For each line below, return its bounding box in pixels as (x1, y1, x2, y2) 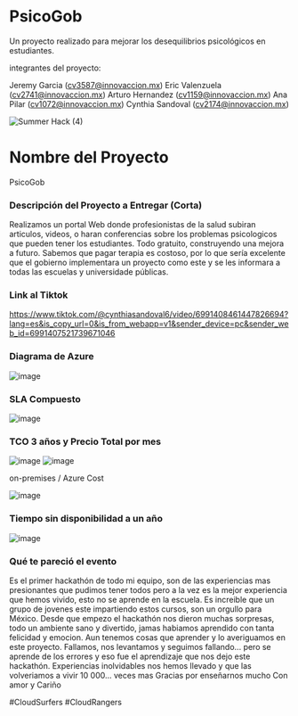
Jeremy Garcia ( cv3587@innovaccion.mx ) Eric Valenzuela (9, 79, 222, 90)
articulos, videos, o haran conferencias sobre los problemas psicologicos (9, 229, 278, 240)
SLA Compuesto (9, 392, 82, 405)
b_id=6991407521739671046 (9, 328, 116, 339)
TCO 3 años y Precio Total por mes (9, 435, 162, 448)
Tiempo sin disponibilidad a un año (9, 513, 163, 525)
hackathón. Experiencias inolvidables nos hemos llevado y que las (9, 660, 252, 671)
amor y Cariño (9, 679, 62, 690)
